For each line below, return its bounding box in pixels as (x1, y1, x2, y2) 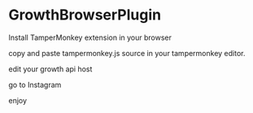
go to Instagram (8, 80, 62, 89)
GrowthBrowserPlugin (8, 6, 161, 24)
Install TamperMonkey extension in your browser (8, 33, 172, 42)
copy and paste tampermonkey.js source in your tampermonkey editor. (8, 48, 246, 58)
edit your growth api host (8, 63, 93, 74)
